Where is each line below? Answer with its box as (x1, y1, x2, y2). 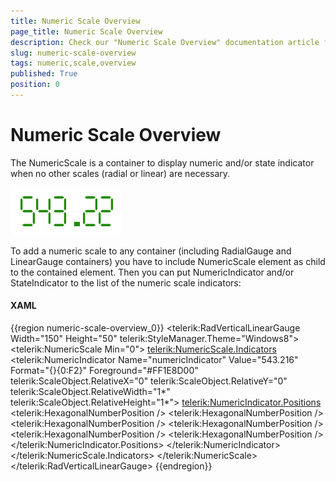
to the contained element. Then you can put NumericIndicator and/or (10, 266, 295, 278)
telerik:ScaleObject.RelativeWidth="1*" (10, 386, 171, 398)
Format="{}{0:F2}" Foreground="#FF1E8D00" (10, 365, 199, 377)
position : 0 (10, 80, 60, 90)
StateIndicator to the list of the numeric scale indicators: (10, 276, 242, 289)
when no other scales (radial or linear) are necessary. (10, 167, 231, 179)
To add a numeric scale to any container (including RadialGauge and (10, 245, 292, 257)
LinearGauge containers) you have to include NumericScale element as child (10, 255, 326, 267)
